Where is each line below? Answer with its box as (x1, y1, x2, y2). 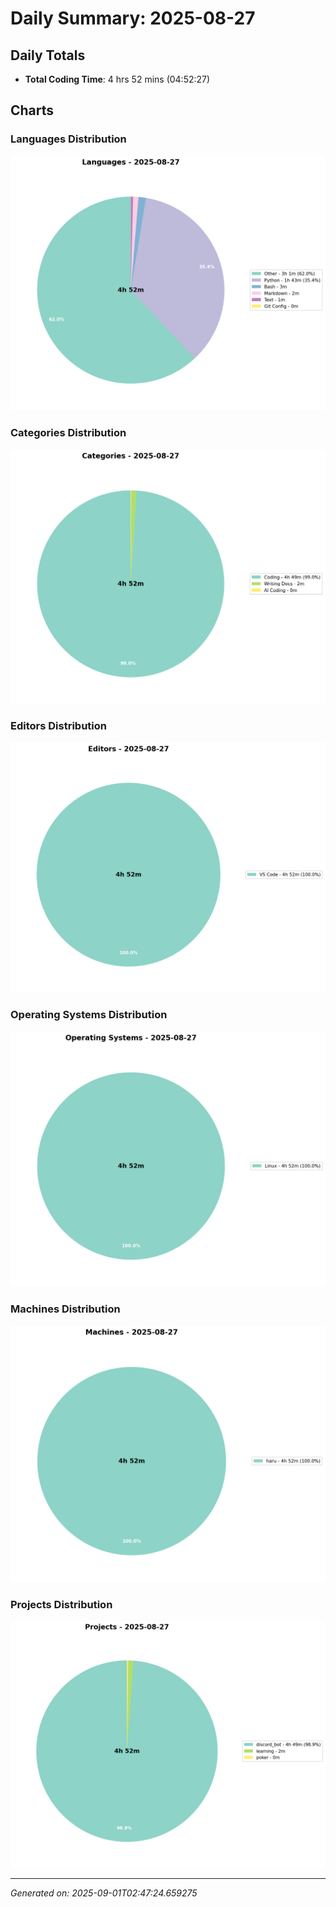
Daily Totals (10, 47, 86, 64)
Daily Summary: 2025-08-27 (10, 7, 256, 30)
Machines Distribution (10, 1302, 121, 1316)
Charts (10, 102, 55, 119)
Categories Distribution (10, 426, 127, 440)
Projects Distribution (10, 1598, 113, 1612)
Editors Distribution (10, 719, 107, 733)
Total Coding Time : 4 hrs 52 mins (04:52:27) (24, 73, 211, 85)
